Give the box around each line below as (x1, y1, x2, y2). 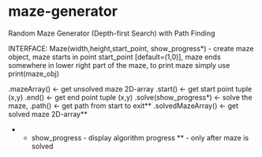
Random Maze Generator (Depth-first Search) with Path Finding (8, 28, 215, 38)
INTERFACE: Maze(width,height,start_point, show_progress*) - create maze (8, 43, 254, 53)
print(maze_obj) (8, 69, 59, 78)
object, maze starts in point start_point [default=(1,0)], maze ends (8, 52, 221, 62)
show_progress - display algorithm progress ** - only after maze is (31, 133, 249, 142)
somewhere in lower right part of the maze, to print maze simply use (8, 60, 230, 69)
